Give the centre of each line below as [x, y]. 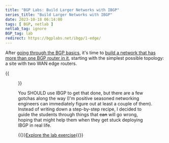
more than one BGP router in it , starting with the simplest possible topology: [85, 58]
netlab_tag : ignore [26, 29]
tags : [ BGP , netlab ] [29, 24]
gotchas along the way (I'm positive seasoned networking [79, 98]
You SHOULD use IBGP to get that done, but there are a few [81, 93]
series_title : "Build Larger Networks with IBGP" [59, 15]
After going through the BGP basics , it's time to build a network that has [81, 52]
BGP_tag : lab [19, 33]
